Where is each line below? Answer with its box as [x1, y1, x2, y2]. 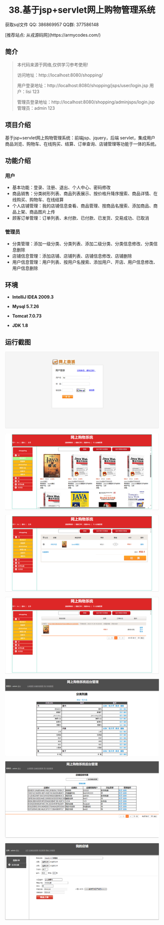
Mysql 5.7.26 [12, 304, 39, 309]
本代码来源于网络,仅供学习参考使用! [17, 62, 88, 68]
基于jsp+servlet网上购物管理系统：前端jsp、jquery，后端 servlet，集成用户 [5, 135, 155, 141]
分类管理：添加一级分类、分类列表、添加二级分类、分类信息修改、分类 [12, 240, 154, 246]
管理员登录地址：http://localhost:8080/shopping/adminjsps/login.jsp [17, 99, 155, 105]
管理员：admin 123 [17, 105, 55, 111]
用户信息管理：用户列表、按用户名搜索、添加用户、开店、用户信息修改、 [12, 259, 158, 265]
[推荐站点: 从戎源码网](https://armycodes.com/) [5, 32, 101, 38]
